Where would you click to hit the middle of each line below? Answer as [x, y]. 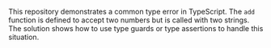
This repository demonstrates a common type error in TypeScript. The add [131, 12]
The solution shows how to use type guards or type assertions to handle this [136, 28]
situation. [24, 37]
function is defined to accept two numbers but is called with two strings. [129, 20]
